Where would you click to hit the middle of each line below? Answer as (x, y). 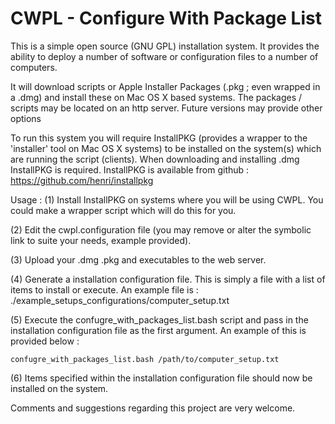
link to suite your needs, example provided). (101, 240)
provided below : (45, 341)
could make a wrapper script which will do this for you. (123, 210)
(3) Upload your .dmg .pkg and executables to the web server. (138, 259)
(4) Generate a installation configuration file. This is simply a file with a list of (168, 279)
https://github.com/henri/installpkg (82, 180)
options (26, 118)
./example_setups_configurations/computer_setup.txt (120, 300)
